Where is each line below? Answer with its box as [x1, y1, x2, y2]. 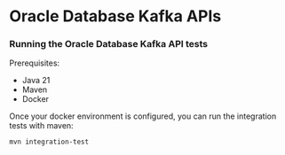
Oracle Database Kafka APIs [9, 6, 222, 27]
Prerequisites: [9, 58, 60, 68]
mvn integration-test [9, 137, 90, 147]
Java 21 [21, 75, 51, 86]
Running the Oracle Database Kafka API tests [9, 38, 209, 50]
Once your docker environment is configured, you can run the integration [9, 111, 277, 121]
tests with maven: [9, 120, 74, 131]
